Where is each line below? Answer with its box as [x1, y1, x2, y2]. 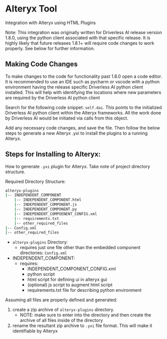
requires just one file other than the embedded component [19, 245, 141, 251]
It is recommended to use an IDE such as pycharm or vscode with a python [5, 78, 160, 84]
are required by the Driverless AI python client [5, 94, 100, 100]
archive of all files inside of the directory [19, 317, 103, 323]
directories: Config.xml [19, 250, 67, 256]
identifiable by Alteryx [12, 328, 58, 334]
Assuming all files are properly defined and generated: [5, 297, 117, 303]
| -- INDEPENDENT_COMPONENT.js [14, 202, 77, 207]
